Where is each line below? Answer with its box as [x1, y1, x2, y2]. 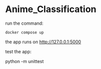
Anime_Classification [5, 4, 97, 15]
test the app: [5, 48, 32, 54]
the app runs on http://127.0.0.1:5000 [5, 39, 81, 45]
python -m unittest [5, 58, 44, 64]
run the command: [5, 20, 44, 26]
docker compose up [5, 30, 44, 35]
